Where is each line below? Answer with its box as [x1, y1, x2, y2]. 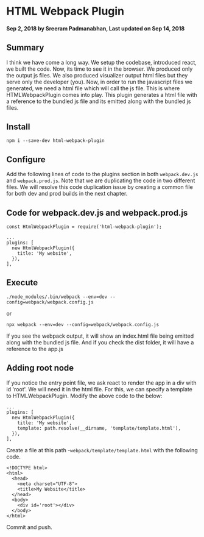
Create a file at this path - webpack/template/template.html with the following [6, 446, 198, 453]
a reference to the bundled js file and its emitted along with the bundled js [6, 98, 191, 105]
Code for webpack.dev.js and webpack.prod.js [6, 207, 188, 218]
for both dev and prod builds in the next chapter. [6, 190, 128, 197]
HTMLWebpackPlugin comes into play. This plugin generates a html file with [6, 91, 198, 98]
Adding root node [6, 363, 74, 373]
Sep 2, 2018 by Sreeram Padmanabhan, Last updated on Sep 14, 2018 [6, 24, 185, 32]
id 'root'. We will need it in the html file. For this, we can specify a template [6, 385, 193, 393]
